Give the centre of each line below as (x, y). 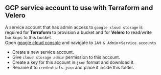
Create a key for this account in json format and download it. (73, 62)
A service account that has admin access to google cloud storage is (74, 27)
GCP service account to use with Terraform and (79, 8)
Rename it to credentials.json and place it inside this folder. (73, 67)
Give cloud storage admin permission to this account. (66, 57)
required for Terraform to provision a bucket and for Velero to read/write (79, 32)
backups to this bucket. (29, 37)
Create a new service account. (43, 52)
